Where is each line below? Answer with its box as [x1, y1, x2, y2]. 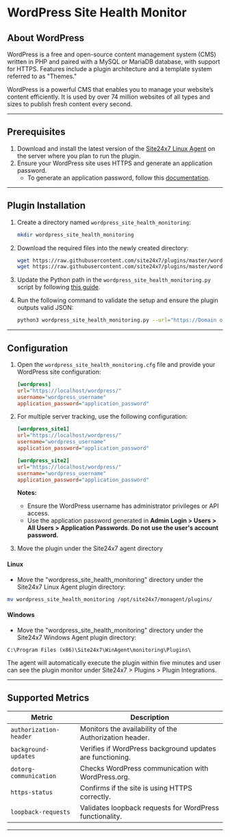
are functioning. [79, 752, 131, 762]
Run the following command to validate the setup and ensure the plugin [16, 296, 218, 304]
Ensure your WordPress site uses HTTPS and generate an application [16, 159, 213, 167]
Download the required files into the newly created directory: [16, 243, 189, 252]
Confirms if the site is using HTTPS [79, 783, 193, 792]
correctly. [79, 792, 112, 801]
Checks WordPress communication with [79, 763, 209, 773]
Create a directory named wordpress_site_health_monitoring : [16, 218, 192, 226]
